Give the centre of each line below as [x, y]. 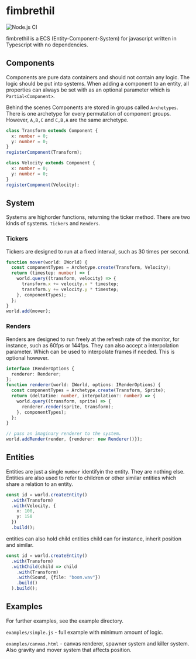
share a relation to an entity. [39, 484]
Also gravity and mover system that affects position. [69, 650]
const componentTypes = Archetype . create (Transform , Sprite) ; [89, 391]
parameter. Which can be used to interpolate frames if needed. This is [90, 352]
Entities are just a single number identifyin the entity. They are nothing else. [95, 471]
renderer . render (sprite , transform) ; [68, 407]
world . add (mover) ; [28, 311]
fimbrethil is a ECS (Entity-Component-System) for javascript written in [91, 38]
